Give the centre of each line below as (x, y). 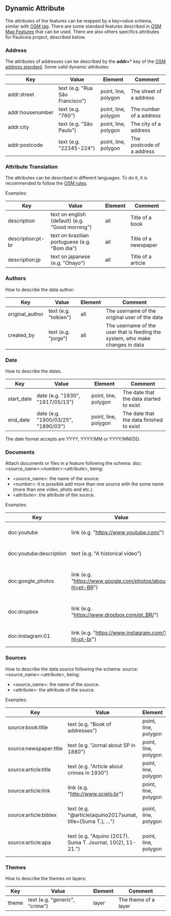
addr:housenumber (31, 113)
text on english (68, 214)
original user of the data (135, 317)
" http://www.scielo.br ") (95, 794)
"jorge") (58, 338)
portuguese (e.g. (70, 242)
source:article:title (29, 769)
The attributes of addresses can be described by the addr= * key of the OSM (85, 61)
